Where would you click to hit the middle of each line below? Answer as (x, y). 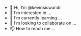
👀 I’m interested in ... (30, 13)
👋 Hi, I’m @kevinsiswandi (35, 8)
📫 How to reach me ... (32, 28)
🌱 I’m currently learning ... (36, 18)
